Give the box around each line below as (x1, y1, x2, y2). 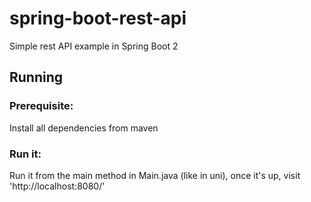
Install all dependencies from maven (9, 122, 159, 134)
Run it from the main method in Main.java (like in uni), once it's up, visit (9, 169, 301, 181)
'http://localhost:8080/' (9, 180, 106, 192)
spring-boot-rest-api (9, 7, 187, 30)
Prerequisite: (9, 99, 74, 113)
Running (9, 69, 64, 86)
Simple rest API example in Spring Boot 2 (9, 40, 179, 52)
